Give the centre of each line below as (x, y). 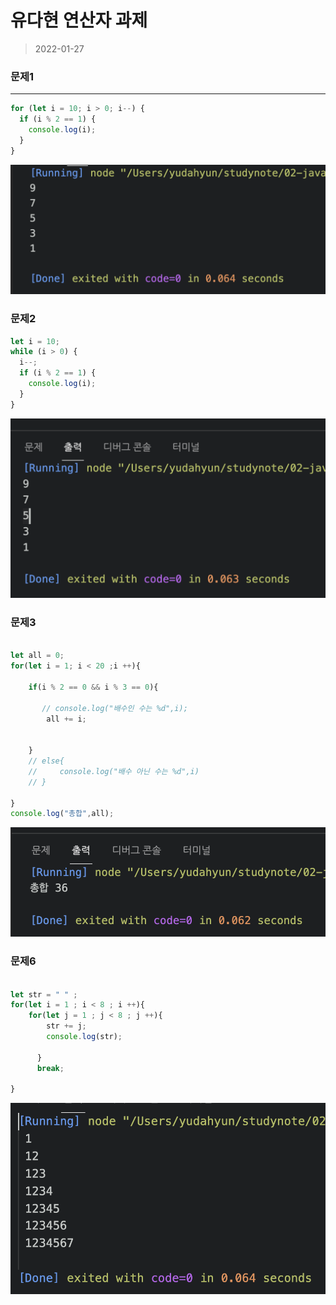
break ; (50, 1068)
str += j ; (66, 1026)
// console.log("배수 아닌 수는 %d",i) (114, 771)
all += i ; (66, 719)
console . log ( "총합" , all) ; (62, 814)
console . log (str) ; (84, 1037)
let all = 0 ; (37, 656)
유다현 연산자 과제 (79, 20)
